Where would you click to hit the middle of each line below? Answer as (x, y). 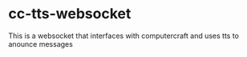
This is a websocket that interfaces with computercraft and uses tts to (123, 36)
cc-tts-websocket (70, 14)
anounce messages (41, 44)
